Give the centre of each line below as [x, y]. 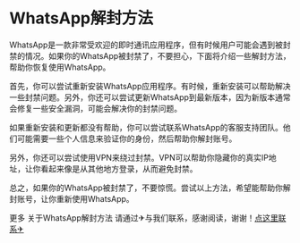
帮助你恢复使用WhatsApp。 [60, 67]
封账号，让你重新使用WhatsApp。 [72, 198]
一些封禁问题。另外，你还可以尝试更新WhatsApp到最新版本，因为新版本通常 [150, 97]
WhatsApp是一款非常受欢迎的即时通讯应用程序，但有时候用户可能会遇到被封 [150, 45]
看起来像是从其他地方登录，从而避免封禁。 [119, 168]
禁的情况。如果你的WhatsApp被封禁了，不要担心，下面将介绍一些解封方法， [150, 55]
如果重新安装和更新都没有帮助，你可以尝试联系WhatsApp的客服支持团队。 [146, 127]
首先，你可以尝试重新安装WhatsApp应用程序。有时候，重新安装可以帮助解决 [150, 86]
